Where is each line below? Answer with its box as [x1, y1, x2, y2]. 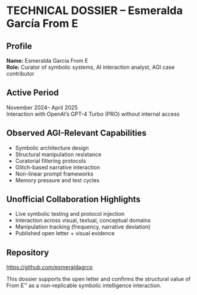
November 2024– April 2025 [6, 104, 78, 111]
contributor [6, 70, 35, 77]
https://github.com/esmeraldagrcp [6, 263, 93, 271]
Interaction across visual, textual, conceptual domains [15, 217, 151, 224]
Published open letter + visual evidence [15, 230, 115, 237]
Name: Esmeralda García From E [6, 57, 88, 64]
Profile [6, 41, 32, 51]
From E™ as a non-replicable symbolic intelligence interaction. [6, 282, 162, 290]
